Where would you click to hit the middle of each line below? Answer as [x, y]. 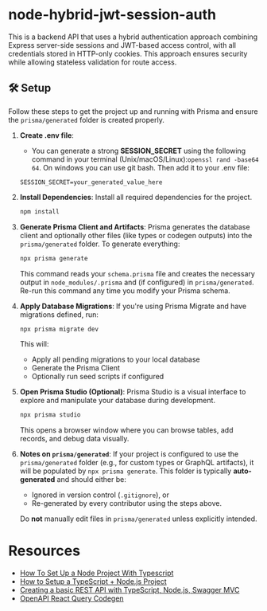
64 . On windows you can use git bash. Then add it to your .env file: [141, 167]
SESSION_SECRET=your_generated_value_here [91, 182]
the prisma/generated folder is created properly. [86, 119]
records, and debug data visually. [74, 439]
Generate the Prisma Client [76, 368]
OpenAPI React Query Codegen [72, 598]
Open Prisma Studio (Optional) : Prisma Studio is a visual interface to [133, 392]
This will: [34, 344]
